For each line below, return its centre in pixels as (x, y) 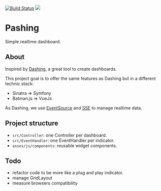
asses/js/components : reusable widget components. (64, 145)
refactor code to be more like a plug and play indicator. (68, 173)
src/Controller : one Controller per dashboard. (60, 135)
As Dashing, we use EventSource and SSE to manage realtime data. (74, 108)
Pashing (22, 28)
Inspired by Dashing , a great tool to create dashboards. (61, 69)
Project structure (32, 123)
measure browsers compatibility (45, 183)
